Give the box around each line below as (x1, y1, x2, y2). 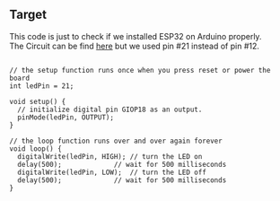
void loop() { (9, 144, 63, 153)
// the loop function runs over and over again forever (9, 136, 223, 145)
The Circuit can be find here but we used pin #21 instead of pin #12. (9, 40, 260, 51)
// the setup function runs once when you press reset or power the (9, 66, 271, 74)
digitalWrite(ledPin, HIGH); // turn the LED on (17, 152, 203, 161)
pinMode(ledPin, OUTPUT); (17, 112, 115, 122)
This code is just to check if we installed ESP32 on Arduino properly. (9, 31, 262, 41)
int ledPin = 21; (9, 81, 74, 91)
